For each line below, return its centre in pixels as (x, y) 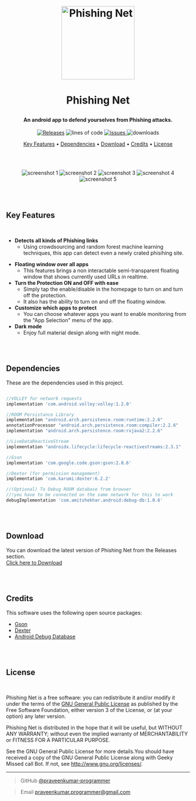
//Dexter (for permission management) (53, 473)
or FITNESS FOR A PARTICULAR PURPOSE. (58, 740)
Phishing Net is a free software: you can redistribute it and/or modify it (91, 698)
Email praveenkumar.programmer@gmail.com (75, 792)
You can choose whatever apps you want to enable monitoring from (105, 314)
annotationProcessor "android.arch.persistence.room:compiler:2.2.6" (92, 425)
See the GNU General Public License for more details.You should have (90, 751)
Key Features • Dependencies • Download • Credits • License (98, 144)
